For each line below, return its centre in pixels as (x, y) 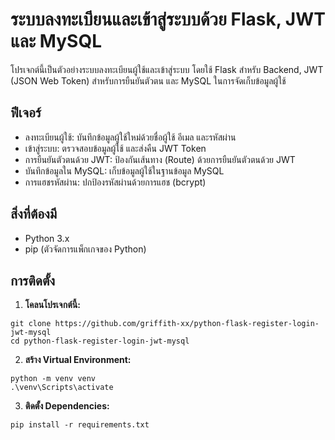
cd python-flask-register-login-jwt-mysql (100, 341)
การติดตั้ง (33, 280)
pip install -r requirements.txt (80, 425)
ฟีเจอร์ (26, 113)
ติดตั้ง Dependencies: (67, 406)
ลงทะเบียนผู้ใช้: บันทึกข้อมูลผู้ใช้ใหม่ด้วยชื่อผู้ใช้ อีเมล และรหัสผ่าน (130, 137)
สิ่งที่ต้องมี (34, 214)
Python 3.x (47, 238)
